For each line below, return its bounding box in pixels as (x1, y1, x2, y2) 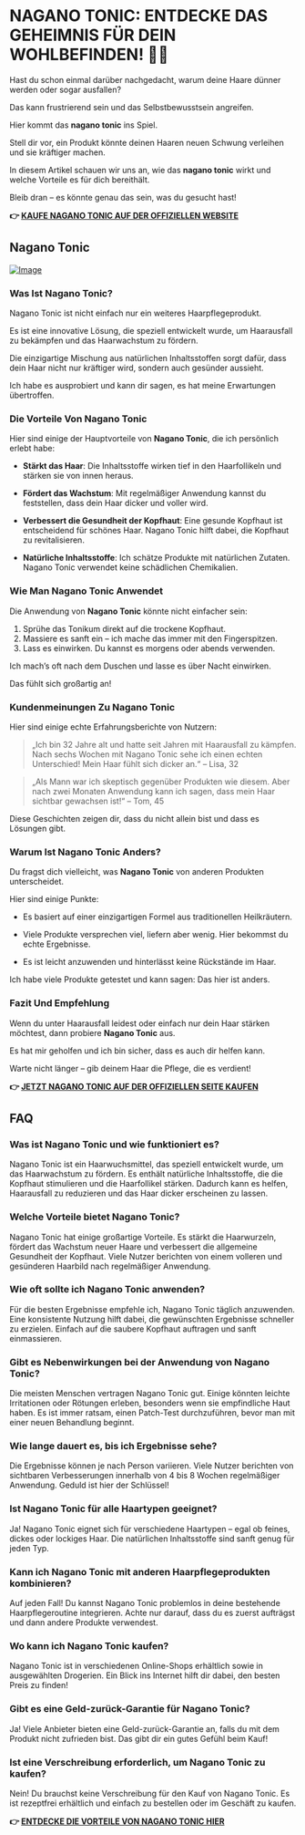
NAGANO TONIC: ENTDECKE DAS (9, 5, 269, 26)
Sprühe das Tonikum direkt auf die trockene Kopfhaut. (22, 623, 226, 634)
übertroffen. (9, 389, 55, 401)
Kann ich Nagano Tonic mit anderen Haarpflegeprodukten (9, 1565, 270, 1578)
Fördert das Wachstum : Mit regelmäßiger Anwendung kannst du (22, 488, 267, 499)
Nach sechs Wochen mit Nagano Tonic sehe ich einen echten (31, 749, 263, 760)
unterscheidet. (9, 876, 64, 887)
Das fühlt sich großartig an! (9, 678, 112, 689)
